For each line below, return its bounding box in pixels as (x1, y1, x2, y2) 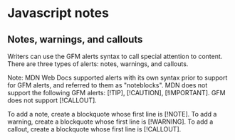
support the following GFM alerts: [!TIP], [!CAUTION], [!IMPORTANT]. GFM (7, 89, 226, 97)
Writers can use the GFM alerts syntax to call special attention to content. (7, 52, 223, 60)
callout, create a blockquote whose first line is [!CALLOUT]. (7, 125, 182, 133)
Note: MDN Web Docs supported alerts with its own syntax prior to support (7, 73, 228, 82)
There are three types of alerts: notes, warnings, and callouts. (7, 60, 189, 68)
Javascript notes (7, 5, 109, 21)
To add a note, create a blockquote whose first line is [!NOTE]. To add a (7, 110, 217, 118)
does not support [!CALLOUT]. (7, 96, 98, 104)
